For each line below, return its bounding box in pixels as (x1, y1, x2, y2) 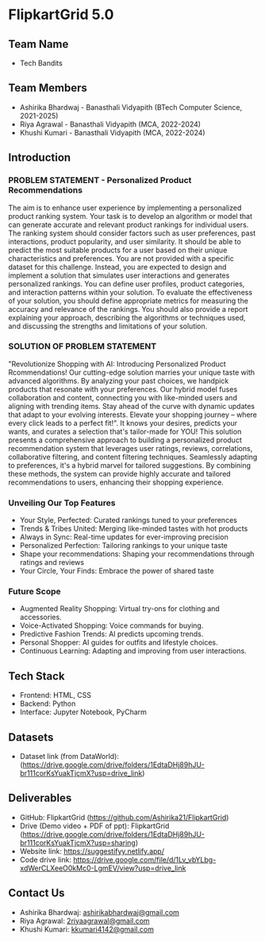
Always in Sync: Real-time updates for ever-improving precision (19, 532, 229, 542)
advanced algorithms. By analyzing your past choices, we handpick (8, 376, 229, 385)
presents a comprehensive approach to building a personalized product (8, 435, 242, 445)
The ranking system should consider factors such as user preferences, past (8, 228, 256, 238)
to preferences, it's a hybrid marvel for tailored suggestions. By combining (8, 460, 252, 470)
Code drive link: (19, 854, 71, 864)
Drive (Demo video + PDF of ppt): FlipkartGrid (19, 821, 170, 831)
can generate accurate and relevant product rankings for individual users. (8, 220, 249, 229)
